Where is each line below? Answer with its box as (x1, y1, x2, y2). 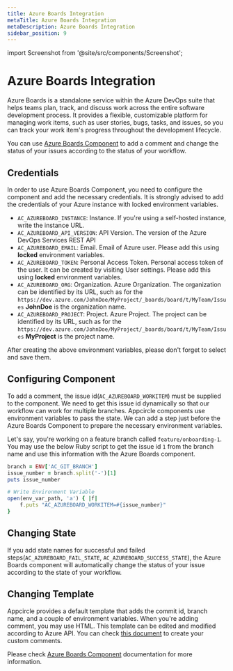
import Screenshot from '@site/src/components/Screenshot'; (7, 49, 183, 57)
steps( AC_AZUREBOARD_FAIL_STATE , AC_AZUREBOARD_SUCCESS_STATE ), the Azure (7, 553, 221, 562)
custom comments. (7, 636, 63, 645)
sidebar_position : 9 (7, 29, 67, 37)
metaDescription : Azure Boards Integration (7, 23, 136, 30)
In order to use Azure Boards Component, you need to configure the (7, 185, 203, 194)
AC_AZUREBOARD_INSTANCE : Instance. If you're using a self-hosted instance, (17, 214, 227, 222)
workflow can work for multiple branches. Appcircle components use (7, 406, 205, 415)
